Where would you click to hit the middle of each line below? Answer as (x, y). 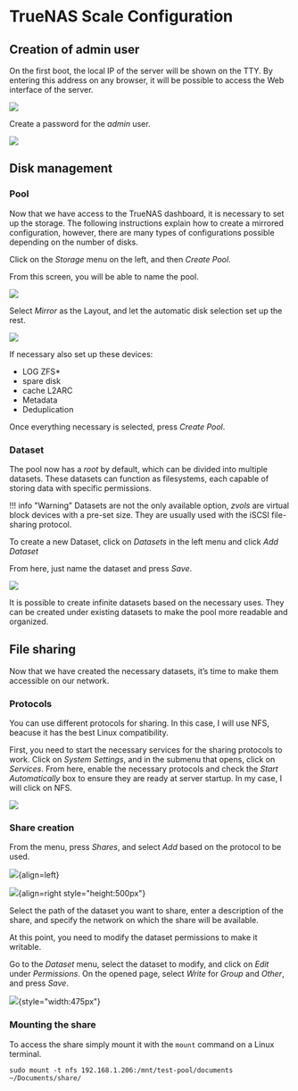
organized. (29, 621)
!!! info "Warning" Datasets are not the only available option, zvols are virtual (149, 505)
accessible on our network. (59, 680)
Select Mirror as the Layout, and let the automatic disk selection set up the (146, 311)
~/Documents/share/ (46, 1078)
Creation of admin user (74, 50)
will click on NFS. (41, 788)
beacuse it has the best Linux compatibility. (89, 733)
